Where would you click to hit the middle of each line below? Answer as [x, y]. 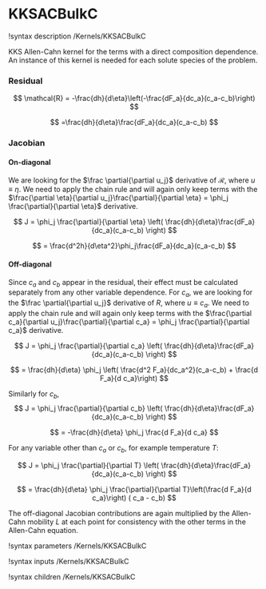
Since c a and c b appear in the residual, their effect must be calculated [123, 283]
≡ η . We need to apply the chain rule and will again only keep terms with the [133, 190]
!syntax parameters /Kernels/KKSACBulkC [77, 546]
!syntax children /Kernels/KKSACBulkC [72, 576]
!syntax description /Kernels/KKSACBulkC [77, 36]
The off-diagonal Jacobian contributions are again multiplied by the [119, 513]
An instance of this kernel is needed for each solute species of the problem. [133, 60]
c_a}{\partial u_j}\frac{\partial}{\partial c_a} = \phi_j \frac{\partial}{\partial [129, 322]
